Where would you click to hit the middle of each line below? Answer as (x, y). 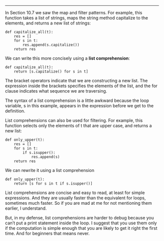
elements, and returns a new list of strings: (48, 23)
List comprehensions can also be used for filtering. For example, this (74, 120)
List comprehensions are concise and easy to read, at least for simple (75, 193)
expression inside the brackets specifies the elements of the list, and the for (81, 86)
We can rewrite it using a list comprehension (50, 170)
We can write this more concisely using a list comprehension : (68, 58)
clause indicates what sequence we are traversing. (56, 91)
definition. (15, 111)
